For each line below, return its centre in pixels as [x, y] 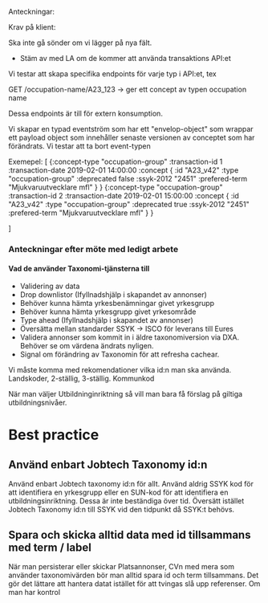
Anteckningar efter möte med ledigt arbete [93, 249]
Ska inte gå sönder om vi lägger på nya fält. [80, 43]
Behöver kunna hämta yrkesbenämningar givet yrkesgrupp [117, 304]
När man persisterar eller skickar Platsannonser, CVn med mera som [122, 566]
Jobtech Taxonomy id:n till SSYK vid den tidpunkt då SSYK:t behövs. [122, 510]
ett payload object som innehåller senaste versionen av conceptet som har [132, 137]
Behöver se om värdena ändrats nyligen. [87, 346]
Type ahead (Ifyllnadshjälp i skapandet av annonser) [107, 320]
